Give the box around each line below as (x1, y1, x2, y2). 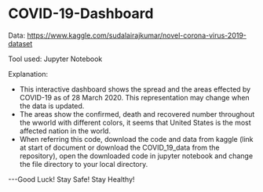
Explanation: (8, 69, 49, 78)
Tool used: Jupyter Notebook (8, 54, 103, 63)
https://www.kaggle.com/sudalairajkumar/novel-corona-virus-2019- (27, 31, 247, 40)
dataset (8, 38, 33, 48)
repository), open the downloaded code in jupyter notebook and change (19, 150, 254, 161)
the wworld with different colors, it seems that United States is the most (19, 118, 251, 127)
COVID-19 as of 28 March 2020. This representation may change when (19, 92, 250, 102)
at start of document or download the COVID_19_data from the (19, 143, 220, 152)
